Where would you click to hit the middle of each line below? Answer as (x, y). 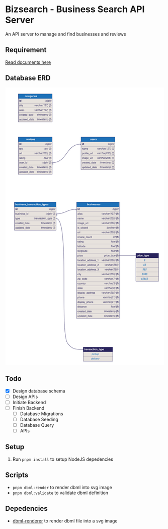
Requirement (26, 50)
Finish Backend (28, 408)
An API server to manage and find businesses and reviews (66, 34)
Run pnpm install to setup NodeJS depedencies (63, 459)
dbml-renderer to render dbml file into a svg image (65, 521)
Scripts (17, 475)
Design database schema (39, 391)
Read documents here (28, 62)
